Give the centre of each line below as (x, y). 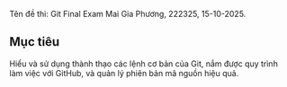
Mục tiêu (35, 42)
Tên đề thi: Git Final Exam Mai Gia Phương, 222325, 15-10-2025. (128, 14)
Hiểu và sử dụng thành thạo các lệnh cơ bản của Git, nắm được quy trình (144, 64)
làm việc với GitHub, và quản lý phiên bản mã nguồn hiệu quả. (124, 73)
